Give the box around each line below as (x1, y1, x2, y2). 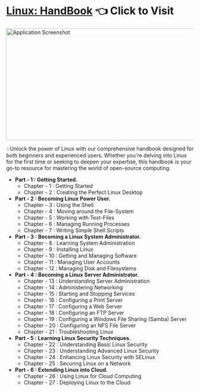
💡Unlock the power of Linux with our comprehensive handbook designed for (6, 145, 194, 152)
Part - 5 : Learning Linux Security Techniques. (14, 334, 132, 341)
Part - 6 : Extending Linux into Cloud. (14, 366, 108, 373)
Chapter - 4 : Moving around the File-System (23, 208, 134, 215)
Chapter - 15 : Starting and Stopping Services (23, 290, 135, 297)
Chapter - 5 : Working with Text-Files (23, 214, 115, 221)
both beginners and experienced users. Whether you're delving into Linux (6, 152, 187, 159)
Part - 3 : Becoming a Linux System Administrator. (14, 233, 141, 240)
